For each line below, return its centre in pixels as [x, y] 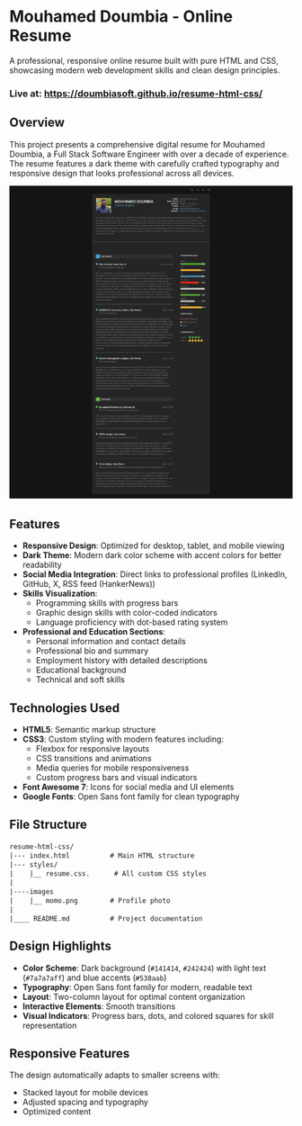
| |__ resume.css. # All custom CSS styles [108, 874]
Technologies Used [64, 708]
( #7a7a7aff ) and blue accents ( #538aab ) [94, 977]
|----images [31, 892]
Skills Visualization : [60, 594]
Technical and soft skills [80, 680]
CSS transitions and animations [93, 759]
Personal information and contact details [111, 642]
